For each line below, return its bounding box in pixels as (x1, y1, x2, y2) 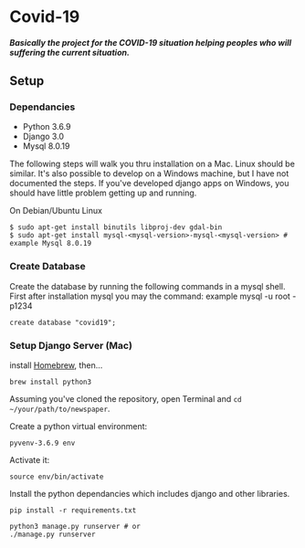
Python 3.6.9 (22, 121, 71, 132)
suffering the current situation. (9, 47, 131, 58)
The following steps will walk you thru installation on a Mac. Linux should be (9, 158, 295, 170)
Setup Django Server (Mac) (9, 339, 132, 352)
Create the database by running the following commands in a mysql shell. (9, 280, 286, 291)
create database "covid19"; (9, 318, 117, 327)
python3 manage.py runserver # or (9, 522, 142, 532)
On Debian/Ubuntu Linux (9, 205, 103, 216)
